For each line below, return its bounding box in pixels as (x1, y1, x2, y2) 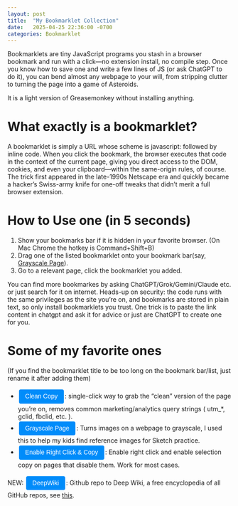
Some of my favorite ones (7, 343, 162, 359)
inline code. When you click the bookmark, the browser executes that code (7, 150, 227, 159)
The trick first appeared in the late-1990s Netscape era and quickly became (7, 172, 229, 181)
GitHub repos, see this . (7, 491, 75, 500)
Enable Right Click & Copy (24, 448, 98, 456)
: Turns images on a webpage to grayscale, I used (76, 423, 222, 432)
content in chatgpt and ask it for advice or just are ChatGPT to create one (7, 310, 222, 319)
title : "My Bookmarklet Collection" (7, 17, 119, 24)
